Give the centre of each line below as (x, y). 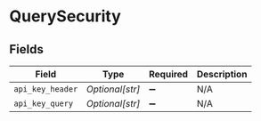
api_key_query (44, 104)
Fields (27, 49)
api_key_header (46, 89)
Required (168, 74)
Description (222, 74)
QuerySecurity (65, 16)
